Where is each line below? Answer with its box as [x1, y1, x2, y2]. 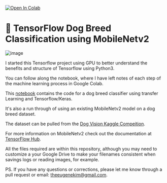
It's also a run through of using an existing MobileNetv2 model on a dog [5, 105, 155, 112]
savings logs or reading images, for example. [5, 156, 99, 162]
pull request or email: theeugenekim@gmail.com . [5, 171, 108, 177]
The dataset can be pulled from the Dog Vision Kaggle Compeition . [5, 121, 146, 127]
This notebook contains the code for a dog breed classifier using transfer [5, 90, 158, 96]
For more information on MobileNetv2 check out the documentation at [5, 130, 152, 136]
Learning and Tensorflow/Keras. [5, 95, 73, 101]
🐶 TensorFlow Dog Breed [5, 23, 112, 34]
